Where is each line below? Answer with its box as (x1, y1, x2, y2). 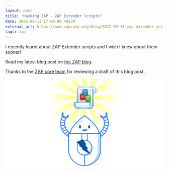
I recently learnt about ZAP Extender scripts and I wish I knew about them (5, 44, 158, 50)
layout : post (5, 8, 33, 13)
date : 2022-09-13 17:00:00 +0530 (5, 19, 75, 24)
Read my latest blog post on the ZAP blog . (5, 59, 93, 65)
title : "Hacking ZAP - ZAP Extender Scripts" (5, 13, 102, 19)
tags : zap (5, 29, 26, 35)
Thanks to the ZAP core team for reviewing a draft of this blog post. (5, 68, 145, 75)
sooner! (5, 49, 21, 55)
